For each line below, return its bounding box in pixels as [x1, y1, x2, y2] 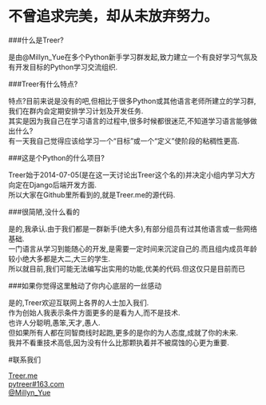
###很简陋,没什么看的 [8, 207, 80, 216]
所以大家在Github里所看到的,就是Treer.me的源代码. [8, 189, 176, 200]
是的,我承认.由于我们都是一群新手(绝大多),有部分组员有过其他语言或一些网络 [8, 224, 258, 233]
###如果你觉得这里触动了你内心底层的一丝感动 [8, 280, 162, 290]
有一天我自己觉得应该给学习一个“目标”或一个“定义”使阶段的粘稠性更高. [8, 136, 240, 145]
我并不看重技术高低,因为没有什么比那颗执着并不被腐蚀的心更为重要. [8, 337, 230, 347]
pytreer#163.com [8, 379, 65, 388]
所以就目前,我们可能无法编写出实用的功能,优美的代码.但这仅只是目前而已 [8, 264, 246, 273]
